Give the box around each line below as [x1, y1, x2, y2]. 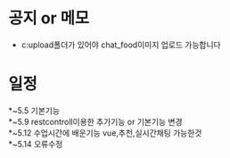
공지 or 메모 [8, 8, 90, 29]
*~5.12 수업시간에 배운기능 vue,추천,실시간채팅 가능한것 [8, 127, 202, 138]
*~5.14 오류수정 [8, 138, 63, 149]
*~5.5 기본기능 [8, 104, 60, 116]
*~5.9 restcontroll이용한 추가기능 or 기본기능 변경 [8, 116, 184, 127]
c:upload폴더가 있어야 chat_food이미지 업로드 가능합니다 [21, 39, 221, 50]
